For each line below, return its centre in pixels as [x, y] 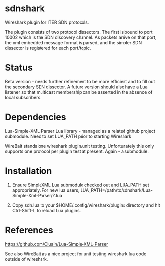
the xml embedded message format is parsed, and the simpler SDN [74, 42]
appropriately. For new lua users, [46, 190]
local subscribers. [23, 97]
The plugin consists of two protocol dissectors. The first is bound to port [79, 32]
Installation [29, 171]
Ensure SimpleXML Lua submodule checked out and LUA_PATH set [81, 185]
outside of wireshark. [27, 259]
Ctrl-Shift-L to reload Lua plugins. [46, 210]
